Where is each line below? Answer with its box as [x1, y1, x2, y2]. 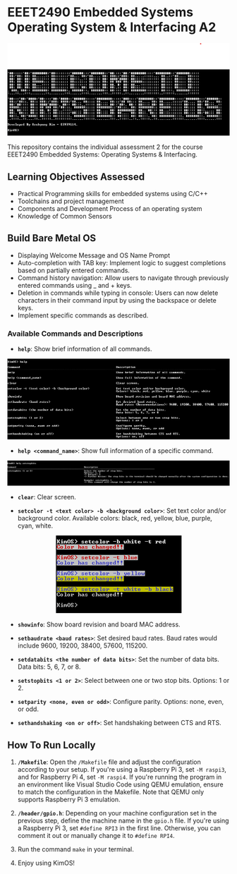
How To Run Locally [7, 739, 96, 751]
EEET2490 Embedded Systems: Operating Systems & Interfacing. [7, 150, 197, 159]
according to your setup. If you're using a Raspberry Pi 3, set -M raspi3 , [17, 765, 227, 774]
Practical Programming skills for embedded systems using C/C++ [17, 190, 208, 198]
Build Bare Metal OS [7, 232, 97, 244]
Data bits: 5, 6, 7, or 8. [17, 662, 81, 671]
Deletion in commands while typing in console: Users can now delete [17, 289, 219, 297]
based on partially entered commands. [17, 266, 130, 274]
